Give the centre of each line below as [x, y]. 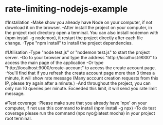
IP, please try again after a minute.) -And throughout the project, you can [78, 83]
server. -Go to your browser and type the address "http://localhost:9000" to [81, 57]
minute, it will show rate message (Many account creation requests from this [82, 78]
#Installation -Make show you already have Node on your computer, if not [79, 22]
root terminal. [18, 118]
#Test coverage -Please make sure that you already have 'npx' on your [76, 103]
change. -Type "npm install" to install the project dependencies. [69, 43]
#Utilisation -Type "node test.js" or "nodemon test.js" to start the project [77, 52]
